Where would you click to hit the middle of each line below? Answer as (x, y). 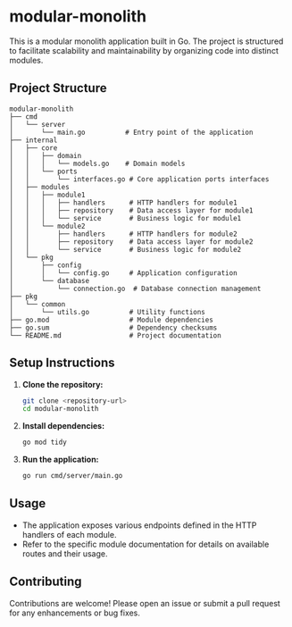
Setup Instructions (62, 363)
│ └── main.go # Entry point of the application (131, 132)
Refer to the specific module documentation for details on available (146, 544)
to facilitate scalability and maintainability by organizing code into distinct (144, 50)
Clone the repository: (63, 384)
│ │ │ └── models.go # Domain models (97, 163)
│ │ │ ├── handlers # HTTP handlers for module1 (124, 203)
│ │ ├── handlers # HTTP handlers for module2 (124, 234)
